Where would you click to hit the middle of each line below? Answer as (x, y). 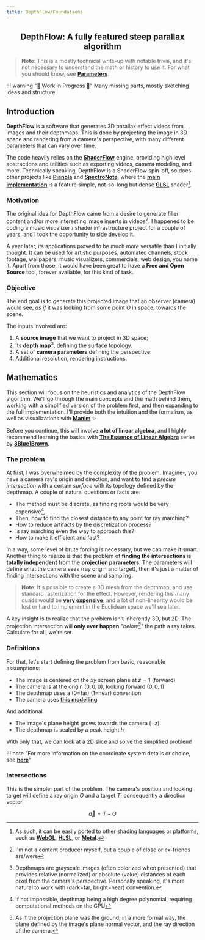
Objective (21, 288)
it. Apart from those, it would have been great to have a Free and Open (95, 265)
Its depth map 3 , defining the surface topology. (74, 345)
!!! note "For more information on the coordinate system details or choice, (99, 753)
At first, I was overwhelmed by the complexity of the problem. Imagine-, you (102, 472)
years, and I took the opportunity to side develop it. (70, 234)
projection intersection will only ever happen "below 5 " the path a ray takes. (101, 625)
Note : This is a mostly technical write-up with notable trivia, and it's (106, 61)
